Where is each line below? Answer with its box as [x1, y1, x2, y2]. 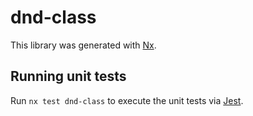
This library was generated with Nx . [10, 39, 157, 51]
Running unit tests [10, 68, 127, 85]
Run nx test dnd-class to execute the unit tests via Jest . [10, 94, 244, 106]
